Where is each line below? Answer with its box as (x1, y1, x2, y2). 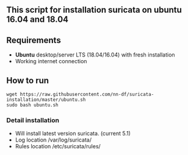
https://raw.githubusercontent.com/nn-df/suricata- (20, 91, 154, 98)
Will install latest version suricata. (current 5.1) (15, 130, 131, 137)
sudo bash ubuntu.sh (6, 102, 59, 108)
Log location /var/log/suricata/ (15, 136, 92, 143)
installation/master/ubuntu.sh (6, 97, 86, 103)
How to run (6, 75, 49, 86)
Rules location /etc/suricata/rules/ (15, 143, 101, 150)
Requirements (6, 35, 61, 45)
